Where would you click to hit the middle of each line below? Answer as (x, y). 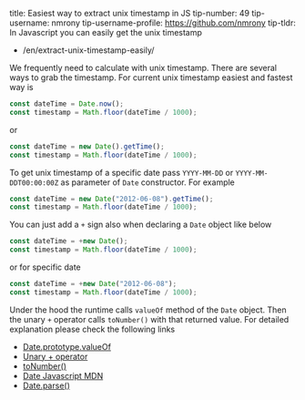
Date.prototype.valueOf (67, 346)
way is (21, 87)
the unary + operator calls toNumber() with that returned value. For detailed (149, 319)
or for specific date (46, 267)
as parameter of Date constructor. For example (147, 182)
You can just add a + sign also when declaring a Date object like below (141, 225)
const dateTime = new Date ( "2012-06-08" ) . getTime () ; (112, 199)
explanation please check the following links (92, 329)
